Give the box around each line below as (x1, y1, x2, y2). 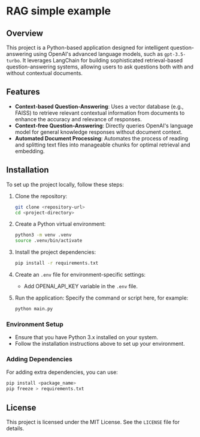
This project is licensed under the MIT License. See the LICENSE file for (6, 418, 180, 426)
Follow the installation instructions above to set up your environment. (14, 340, 185, 348)
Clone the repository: (14, 192, 68, 199)
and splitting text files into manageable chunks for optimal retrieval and (14, 141, 190, 148)
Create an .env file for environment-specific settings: (14, 271, 146, 278)
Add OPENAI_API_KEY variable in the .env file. (23, 283, 138, 289)
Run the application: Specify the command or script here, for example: (14, 294, 189, 301)
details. (6, 425, 25, 432)
